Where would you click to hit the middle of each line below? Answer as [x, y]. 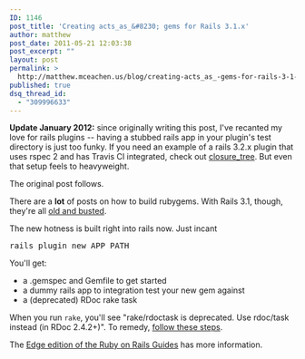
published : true [40, 85]
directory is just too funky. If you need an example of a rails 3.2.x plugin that [152, 147]
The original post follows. [57, 184]
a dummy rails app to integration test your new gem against [133, 290]
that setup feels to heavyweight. [69, 166]
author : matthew [40, 34]
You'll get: [28, 263]
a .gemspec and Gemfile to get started [94, 281]
